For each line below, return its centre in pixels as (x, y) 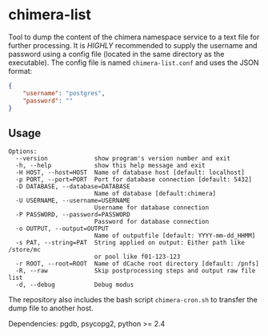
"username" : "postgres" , (64, 93)
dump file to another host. (51, 308)
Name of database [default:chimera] (155, 194)
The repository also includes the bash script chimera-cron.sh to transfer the (133, 300)
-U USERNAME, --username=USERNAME (73, 201)
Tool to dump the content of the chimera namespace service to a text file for (134, 37)
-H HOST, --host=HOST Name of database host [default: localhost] (130, 173)
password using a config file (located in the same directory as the (116, 54)
